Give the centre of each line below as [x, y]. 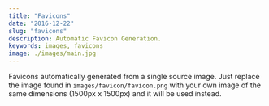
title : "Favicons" [39, 16]
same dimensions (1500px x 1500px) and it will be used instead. [115, 93]
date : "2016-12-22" [41, 23]
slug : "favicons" [38, 31]
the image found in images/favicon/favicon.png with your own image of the [135, 85]
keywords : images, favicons [56, 46]
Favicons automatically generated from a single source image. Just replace [134, 76]
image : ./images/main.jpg [52, 53]
